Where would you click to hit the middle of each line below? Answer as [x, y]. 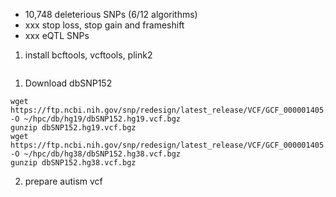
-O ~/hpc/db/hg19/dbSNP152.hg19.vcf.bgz [96, 119]
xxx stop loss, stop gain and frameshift [104, 25]
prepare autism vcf [63, 181]
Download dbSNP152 [68, 83]
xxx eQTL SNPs [57, 35]
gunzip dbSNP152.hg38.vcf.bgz [73, 163]
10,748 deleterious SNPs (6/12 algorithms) [111, 14]
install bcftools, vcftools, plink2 [88, 55]
